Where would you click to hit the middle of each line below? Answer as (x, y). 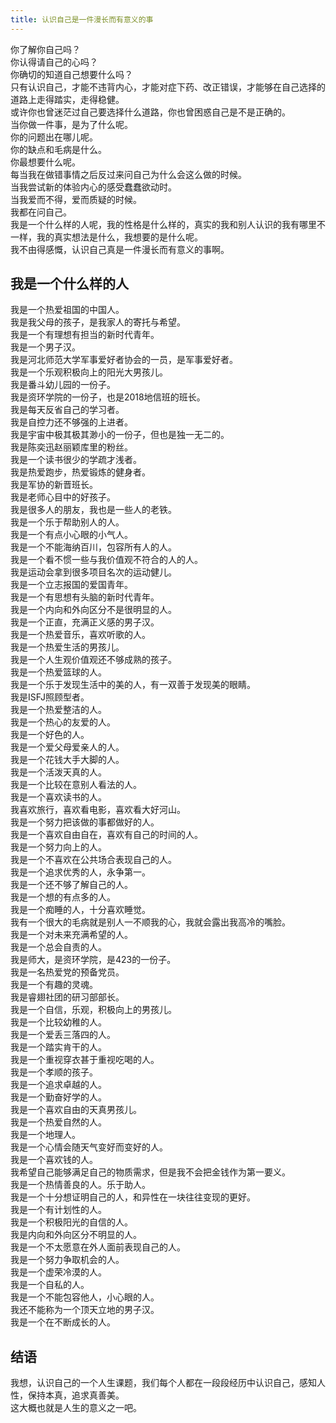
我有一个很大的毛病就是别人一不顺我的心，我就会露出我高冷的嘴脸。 (150, 922)
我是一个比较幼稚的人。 (58, 1022)
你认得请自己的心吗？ (54, 62)
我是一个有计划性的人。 (58, 1210)
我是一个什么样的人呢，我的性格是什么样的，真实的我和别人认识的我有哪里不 (168, 224)
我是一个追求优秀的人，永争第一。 (80, 872)
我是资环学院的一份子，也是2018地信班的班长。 (108, 397)
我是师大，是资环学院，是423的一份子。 (93, 960)
